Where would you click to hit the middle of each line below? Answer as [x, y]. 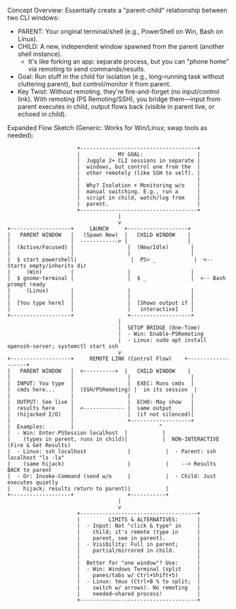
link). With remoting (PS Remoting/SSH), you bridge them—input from [119, 99]
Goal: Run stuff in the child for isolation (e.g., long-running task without [121, 76]
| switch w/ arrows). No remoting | [138, 588]
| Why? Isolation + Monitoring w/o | [138, 185]
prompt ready [26, 284]
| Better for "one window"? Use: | [138, 563]
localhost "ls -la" [36, 458]
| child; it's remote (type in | [138, 532]
